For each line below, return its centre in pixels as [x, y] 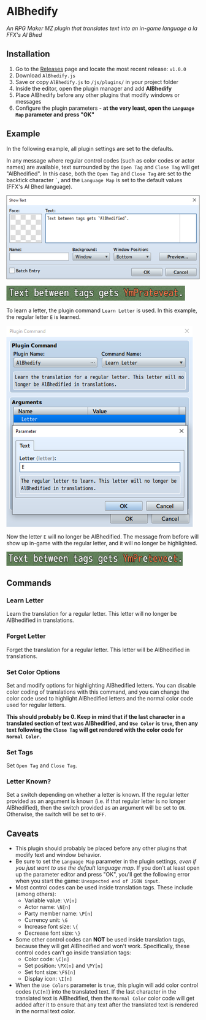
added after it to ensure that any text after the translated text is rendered [106, 1005]
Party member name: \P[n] [59, 914]
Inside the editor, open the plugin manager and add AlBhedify [93, 88]
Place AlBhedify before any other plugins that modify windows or [97, 95]
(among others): [36, 894]
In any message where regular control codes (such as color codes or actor [101, 160]
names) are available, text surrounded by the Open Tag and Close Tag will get [103, 167]
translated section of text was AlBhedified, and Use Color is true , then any [102, 723]
